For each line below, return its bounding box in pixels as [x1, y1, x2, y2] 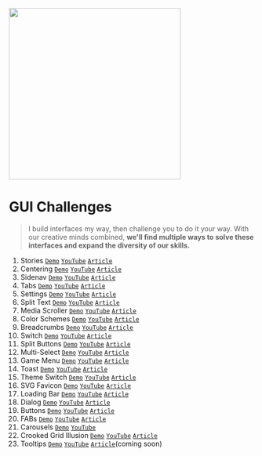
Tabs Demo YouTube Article [20, 280, 106, 290]
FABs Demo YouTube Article [20, 414, 107, 423]
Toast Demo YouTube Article [20, 364, 108, 373]
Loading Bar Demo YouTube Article [20, 389, 129, 398]
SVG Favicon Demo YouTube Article [20, 380, 132, 390]
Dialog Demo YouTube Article [20, 397, 111, 407]
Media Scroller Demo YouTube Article [20, 306, 136, 315]
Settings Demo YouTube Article [20, 289, 117, 299]
